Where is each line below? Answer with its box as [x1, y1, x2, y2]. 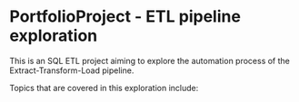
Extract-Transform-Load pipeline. [9, 65, 135, 76]
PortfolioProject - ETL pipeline [9, 6, 241, 27]
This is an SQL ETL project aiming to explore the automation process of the [9, 55, 291, 66]
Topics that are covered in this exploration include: [9, 82, 199, 93]
